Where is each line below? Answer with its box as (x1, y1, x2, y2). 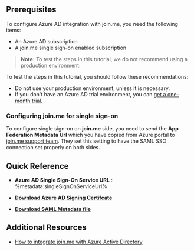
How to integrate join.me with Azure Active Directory (14, 238, 143, 245)
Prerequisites (6, 5, 57, 15)
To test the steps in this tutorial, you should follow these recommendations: (6, 73, 189, 80)
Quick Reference (6, 161, 69, 171)
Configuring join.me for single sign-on (6, 112, 119, 120)
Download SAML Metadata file (14, 205, 91, 212)
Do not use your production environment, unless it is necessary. (14, 85, 170, 92)
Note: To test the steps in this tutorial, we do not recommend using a (20, 55, 188, 62)
